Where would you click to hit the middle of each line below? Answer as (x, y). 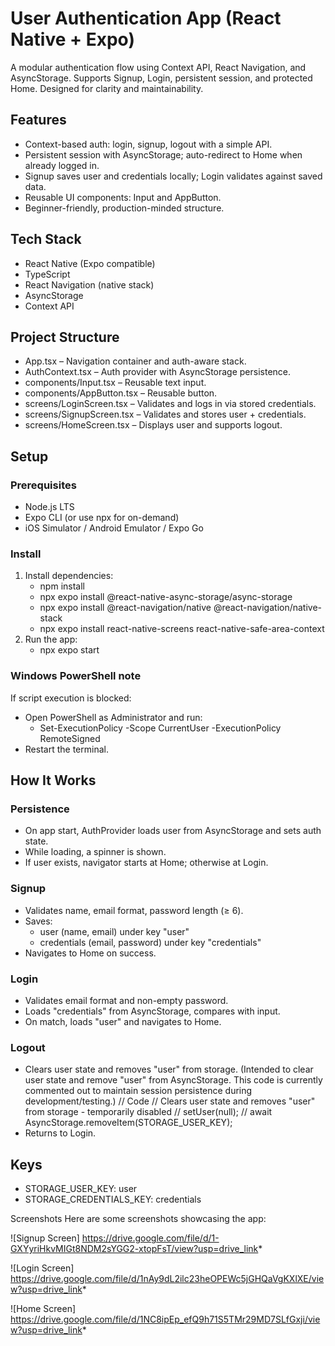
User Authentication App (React (146, 18)
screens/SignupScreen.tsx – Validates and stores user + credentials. (165, 414)
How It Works (53, 780)
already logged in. (62, 165)
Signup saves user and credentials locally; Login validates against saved (173, 176)
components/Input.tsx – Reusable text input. (115, 383)
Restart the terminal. (66, 749)
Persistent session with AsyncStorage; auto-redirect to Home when (163, 154)
